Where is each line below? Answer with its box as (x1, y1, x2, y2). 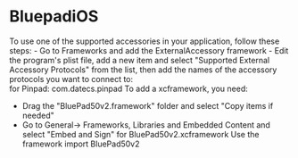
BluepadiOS (9, 6, 99, 27)
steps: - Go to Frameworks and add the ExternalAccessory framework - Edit (9, 45, 289, 55)
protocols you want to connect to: (9, 73, 134, 84)
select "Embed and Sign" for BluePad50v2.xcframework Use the (21, 129, 260, 139)
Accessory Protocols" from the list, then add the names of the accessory (9, 64, 277, 75)
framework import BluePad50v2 (21, 138, 140, 149)
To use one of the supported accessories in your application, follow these (9, 36, 280, 46)
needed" (21, 110, 55, 121)
